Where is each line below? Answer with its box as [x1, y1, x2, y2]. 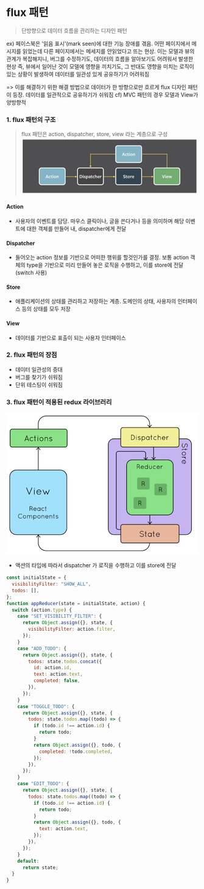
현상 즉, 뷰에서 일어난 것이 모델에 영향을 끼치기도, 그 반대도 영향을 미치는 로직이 [6, 62, 195, 70]
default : [17, 858, 40, 864]
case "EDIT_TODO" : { [17, 781, 69, 787]
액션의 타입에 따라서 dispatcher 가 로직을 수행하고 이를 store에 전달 [15, 562, 177, 569]
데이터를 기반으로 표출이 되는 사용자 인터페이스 [15, 334, 126, 341]
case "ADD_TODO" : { [17, 645, 67, 651]
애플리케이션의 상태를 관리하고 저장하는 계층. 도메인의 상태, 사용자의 [15, 297, 177, 305]
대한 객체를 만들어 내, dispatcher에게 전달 [26, 225, 127, 232]
